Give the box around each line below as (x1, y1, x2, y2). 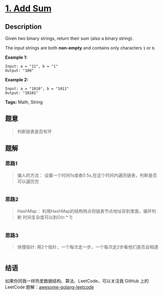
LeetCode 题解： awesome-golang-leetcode (5, 284, 94, 290)
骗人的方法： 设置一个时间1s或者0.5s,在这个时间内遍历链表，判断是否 (17, 172, 157, 178)
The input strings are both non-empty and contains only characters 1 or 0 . (5, 45, 156, 50)
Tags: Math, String (5, 99, 43, 105)
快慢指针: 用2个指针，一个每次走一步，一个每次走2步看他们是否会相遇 (17, 244, 159, 250)
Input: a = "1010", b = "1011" (5, 86, 69, 91)
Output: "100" (5, 68, 34, 73)
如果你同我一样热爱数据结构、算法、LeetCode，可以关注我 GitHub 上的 (5, 278, 149, 284)
